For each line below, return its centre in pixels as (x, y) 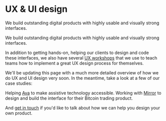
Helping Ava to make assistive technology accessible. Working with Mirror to (83, 93)
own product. (19, 113)
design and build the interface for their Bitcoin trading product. (69, 98)
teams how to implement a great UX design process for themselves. (74, 63)
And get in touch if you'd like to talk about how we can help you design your (83, 108)
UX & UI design (36, 9)
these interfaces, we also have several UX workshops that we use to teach (81, 58)
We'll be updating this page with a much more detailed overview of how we (82, 72)
